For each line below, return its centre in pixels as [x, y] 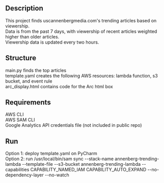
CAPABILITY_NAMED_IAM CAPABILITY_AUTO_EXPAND [88, 170]
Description [24, 8]
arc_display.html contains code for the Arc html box [59, 86]
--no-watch [57, 175]
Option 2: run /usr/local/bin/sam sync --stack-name [59, 159]
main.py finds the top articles [36, 70]
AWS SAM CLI [20, 120]
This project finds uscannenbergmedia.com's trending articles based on [81, 20]
